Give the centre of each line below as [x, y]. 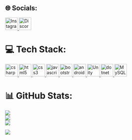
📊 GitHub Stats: [39, 95]
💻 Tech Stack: [36, 49]
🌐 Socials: [21, 8]
